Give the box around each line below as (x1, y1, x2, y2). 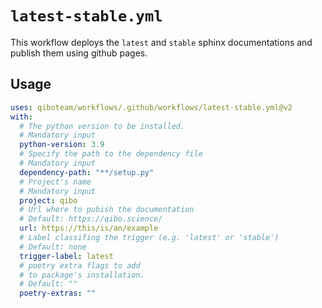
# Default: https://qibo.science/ (19, 214, 163, 224)
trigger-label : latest (19, 251, 114, 261)
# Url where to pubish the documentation (19, 205, 195, 215)
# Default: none (19, 242, 87, 252)
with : (10, 112, 33, 122)
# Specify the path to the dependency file (19, 149, 203, 159)
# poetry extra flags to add (19, 260, 141, 271)
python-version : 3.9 (19, 140, 105, 150)
